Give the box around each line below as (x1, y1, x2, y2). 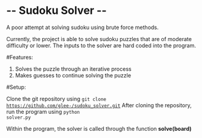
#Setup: (6, 83, 26, 91)
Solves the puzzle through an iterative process (15, 65, 132, 73)
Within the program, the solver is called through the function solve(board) (6, 125, 192, 132)
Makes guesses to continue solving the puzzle (15, 71, 132, 79)
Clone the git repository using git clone (6, 95, 107, 102)
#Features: (6, 53, 33, 61)
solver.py (6, 114, 32, 120)
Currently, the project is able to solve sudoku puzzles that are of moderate (6, 35, 192, 42)
